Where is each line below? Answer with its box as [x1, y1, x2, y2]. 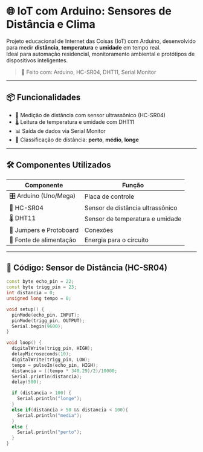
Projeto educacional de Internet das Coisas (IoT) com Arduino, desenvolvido [6, 37, 196, 45]
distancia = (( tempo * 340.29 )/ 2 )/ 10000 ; [11, 367, 118, 374]
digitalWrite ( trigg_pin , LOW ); [11, 357, 91, 363]
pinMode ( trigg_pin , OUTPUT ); [11, 317, 85, 324]
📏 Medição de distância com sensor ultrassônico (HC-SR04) [14, 111, 166, 118]
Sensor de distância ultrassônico [84, 204, 178, 212]
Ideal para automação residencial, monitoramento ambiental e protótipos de [6, 50, 195, 57]
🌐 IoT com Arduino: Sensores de [6, 4, 172, 18]
